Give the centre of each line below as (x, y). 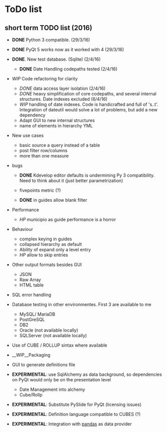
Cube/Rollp (31, 395)
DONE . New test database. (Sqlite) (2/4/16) (56, 59)
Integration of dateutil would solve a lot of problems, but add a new (88, 110)
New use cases (28, 135)
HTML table (31, 285)
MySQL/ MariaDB (37, 314)
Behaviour (22, 229)
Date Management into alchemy (52, 389)
